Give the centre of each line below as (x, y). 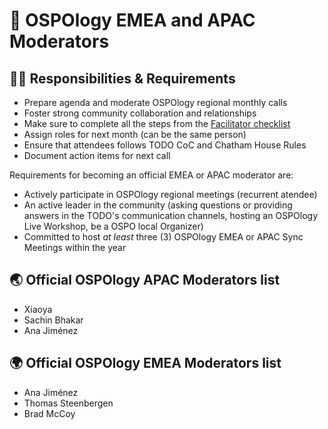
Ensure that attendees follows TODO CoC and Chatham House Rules (165, 145)
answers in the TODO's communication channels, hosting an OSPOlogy (170, 215)
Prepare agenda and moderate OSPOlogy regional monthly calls (155, 102)
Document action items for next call (97, 155)
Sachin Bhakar (53, 320)
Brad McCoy (49, 413)
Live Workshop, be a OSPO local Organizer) (113, 226)
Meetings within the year (75, 247)
